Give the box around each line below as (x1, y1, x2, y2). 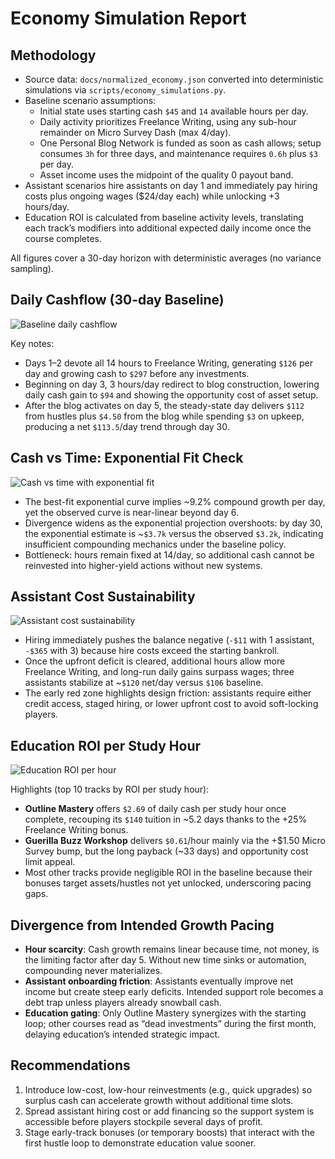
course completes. (24, 233, 103, 244)
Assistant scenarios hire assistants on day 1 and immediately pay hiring (24, 180, 318, 191)
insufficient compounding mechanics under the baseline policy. (24, 538, 287, 550)
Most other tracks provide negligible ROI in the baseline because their (24, 867, 313, 879)
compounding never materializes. (24, 965, 163, 977)
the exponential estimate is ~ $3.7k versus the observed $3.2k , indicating (24, 527, 324, 539)
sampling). (10, 263, 54, 274)
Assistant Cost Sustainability (10, 588, 196, 606)
